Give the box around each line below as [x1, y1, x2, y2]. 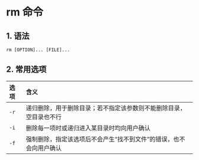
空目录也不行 [25, 113, 62, 121]
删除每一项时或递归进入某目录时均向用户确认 [25, 124, 151, 132]
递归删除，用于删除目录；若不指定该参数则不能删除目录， [25, 104, 187, 112]
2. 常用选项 [6, 65, 47, 75]
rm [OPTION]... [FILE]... [6, 47, 70, 53]
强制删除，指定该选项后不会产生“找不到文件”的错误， [25, 135, 174, 143]
